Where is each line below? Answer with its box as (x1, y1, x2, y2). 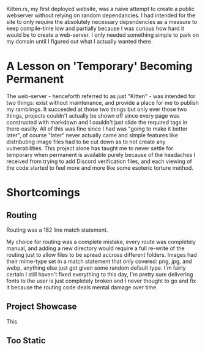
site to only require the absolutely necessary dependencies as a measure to (6, 18, 198, 25)
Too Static (6, 335, 46, 346)
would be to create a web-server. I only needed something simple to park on (6, 31, 199, 39)
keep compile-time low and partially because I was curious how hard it (6, 25, 185, 32)
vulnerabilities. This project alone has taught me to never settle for (6, 144, 174, 152)
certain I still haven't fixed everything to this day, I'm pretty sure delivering (6, 270, 193, 278)
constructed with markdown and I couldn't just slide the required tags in (6, 118, 188, 126)
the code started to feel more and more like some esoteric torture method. (6, 164, 194, 171)
